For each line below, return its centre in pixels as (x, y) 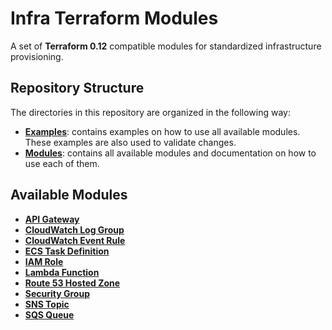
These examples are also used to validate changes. (130, 142)
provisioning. (37, 56)
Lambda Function (62, 272)
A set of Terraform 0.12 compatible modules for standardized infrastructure (166, 46)
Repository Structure (77, 88)
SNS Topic (47, 304)
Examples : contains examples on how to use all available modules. (162, 131)
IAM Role (44, 261)
